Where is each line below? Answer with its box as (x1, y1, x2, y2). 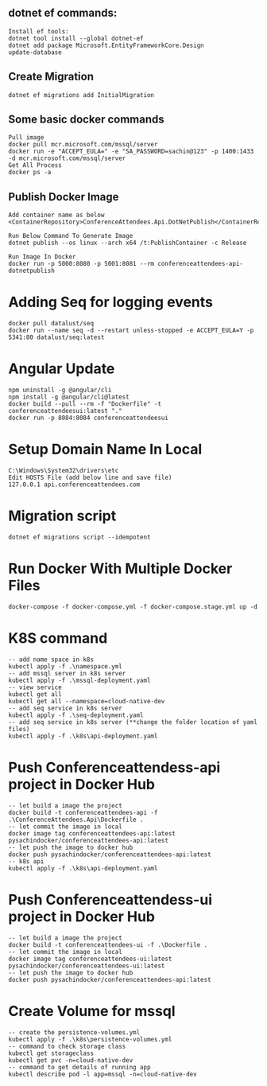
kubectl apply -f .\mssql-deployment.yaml (8, 676, 151, 684)
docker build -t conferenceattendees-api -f (8, 808, 158, 816)
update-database (8, 48, 62, 56)
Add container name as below (8, 211, 105, 220)
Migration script (8, 507, 117, 525)
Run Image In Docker (8, 253, 77, 261)
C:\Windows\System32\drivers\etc (8, 467, 119, 475)
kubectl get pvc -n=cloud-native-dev (8, 1056, 133, 1065)
